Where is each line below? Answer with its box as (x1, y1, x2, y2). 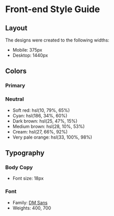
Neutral (5, 96, 24, 103)
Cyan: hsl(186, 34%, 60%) (12, 112, 68, 118)
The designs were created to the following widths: (5, 37, 109, 43)
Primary (5, 82, 25, 89)
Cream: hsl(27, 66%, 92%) (12, 128, 68, 135)
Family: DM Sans (12, 199, 48, 205)
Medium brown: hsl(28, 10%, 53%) (12, 123, 85, 129)
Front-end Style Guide (5, 4, 100, 15)
